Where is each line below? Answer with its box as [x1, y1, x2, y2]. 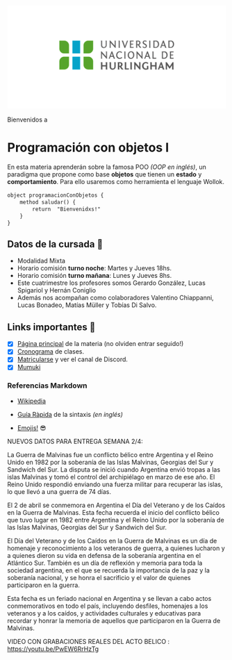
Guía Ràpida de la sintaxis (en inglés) [17, 410, 124, 418]
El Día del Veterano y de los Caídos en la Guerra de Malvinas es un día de [7, 536, 217, 545]
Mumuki [17, 363, 41, 372]
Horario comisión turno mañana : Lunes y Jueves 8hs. [17, 272, 172, 280]
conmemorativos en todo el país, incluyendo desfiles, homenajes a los [7, 602, 208, 610]
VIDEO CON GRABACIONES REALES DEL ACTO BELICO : [7, 637, 170, 645]
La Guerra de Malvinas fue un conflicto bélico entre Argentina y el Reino [7, 450, 214, 459]
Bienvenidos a [7, 115, 48, 124]
